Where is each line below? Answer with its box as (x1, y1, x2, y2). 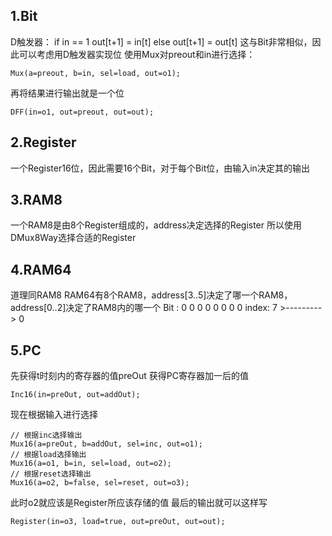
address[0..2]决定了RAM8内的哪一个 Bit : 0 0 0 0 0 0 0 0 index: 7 (10, 302, 278, 314)
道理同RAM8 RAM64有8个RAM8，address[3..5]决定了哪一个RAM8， (10, 289, 293, 301)
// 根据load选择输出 (10, 450, 87, 460)
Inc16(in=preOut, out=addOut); (10, 390, 141, 400)
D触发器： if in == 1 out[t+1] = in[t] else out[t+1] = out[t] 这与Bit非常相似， (10, 35, 313, 48)
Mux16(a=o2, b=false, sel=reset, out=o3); (10, 478, 190, 488)
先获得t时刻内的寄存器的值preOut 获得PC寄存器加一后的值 (10, 370, 250, 382)
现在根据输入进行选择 (10, 409, 98, 421)
